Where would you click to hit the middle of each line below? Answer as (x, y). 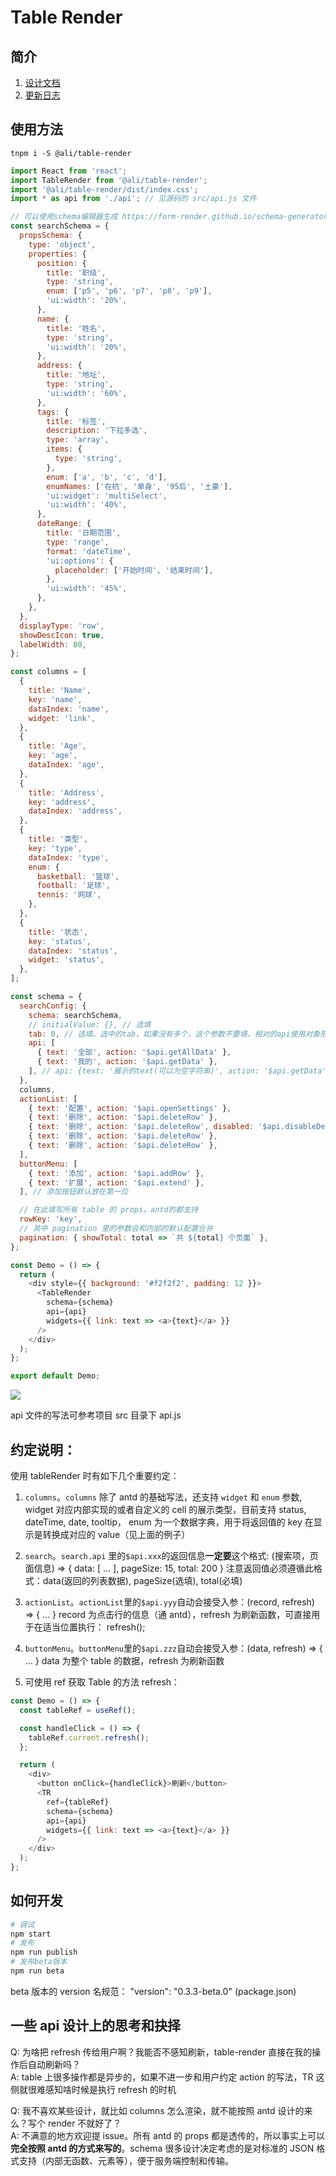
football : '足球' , (73, 886)
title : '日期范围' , (84, 533)
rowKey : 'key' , (51, 1219)
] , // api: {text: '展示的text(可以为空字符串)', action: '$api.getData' (177, 1071)
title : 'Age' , (57, 746)
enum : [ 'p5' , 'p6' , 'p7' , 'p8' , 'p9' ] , (129, 291)
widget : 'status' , (66, 960)
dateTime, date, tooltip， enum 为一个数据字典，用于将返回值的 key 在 (169, 1522)
